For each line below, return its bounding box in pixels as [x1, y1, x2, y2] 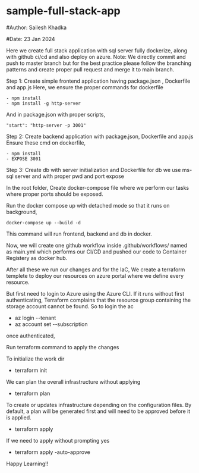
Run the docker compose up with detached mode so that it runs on [6, 202, 170, 209]
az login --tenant [14, 314, 56, 321]
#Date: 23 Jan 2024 [6, 35, 55, 42]
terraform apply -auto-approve [14, 448, 90, 456]
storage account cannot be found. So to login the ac [6, 302, 134, 310]
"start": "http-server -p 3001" [6, 122, 86, 129]
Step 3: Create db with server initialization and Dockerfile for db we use [6, 166, 181, 173]
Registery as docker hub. [6, 254, 68, 261]
